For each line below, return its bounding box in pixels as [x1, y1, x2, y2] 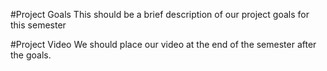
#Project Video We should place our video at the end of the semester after [10, 39, 317, 50]
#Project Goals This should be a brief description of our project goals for [10, 9, 310, 20]
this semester [10, 19, 67, 31]
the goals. [10, 49, 52, 61]
